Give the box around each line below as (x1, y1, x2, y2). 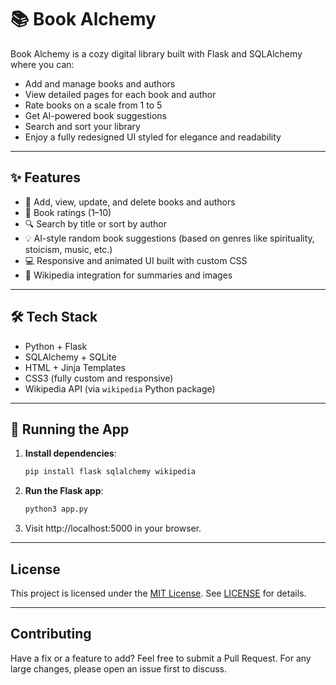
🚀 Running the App (10, 421, 130, 438)
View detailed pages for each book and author (24, 88, 217, 100)
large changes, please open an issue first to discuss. (10, 662, 228, 675)
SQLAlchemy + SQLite (24, 351, 117, 363)
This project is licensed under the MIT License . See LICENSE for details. (10, 587, 307, 599)
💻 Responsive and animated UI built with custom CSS (24, 254, 248, 266)
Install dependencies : (24, 447, 117, 460)
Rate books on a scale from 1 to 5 (24, 99, 163, 111)
